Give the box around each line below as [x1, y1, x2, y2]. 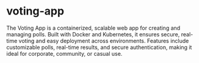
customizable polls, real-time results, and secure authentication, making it [6, 44, 192, 51]
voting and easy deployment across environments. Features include [18, 37, 189, 44]
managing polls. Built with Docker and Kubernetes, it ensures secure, [6, 30, 180, 38]
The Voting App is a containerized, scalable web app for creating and [6, 24, 181, 31]
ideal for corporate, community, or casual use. [6, 50, 123, 57]
